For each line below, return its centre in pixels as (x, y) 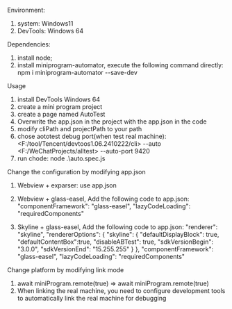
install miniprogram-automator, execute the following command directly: (120, 65)
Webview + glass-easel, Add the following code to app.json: (103, 199)
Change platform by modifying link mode (66, 270)
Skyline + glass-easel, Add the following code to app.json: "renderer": (117, 227)
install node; (35, 58)
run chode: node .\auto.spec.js (61, 158)
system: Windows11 (45, 23)
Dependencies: (29, 44)
